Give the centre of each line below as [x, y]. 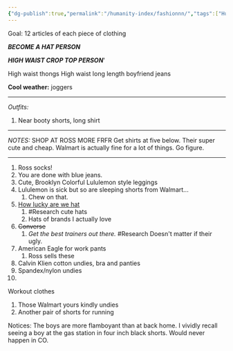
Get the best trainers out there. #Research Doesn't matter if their [120, 233]
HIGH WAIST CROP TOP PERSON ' [57, 60]
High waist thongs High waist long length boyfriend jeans [90, 73]
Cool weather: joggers [40, 87]
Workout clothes [31, 291]
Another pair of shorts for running [66, 312]
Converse [32, 226]
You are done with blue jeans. [60, 174]
